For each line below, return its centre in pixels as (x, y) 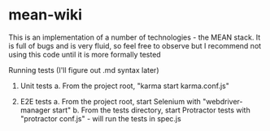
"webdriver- (222, 101)
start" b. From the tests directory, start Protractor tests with (151, 110)
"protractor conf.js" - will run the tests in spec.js (100, 118)
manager (35, 110)
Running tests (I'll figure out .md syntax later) (84, 70)
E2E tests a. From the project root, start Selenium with (111, 101)
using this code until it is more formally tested (85, 54)
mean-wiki (46, 15)
